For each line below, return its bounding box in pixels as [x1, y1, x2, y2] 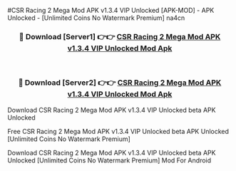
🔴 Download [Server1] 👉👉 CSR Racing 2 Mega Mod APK [19, 31, 221, 41]
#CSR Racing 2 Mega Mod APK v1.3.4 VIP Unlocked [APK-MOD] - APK [7, 6, 215, 14]
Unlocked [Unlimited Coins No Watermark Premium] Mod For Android [7, 156, 212, 165]
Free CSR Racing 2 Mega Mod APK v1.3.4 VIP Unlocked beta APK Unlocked [7, 127, 230, 135]
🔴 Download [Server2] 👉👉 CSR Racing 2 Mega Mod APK [18, 78, 222, 88]
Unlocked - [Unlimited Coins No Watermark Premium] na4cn [7, 14, 185, 22]
